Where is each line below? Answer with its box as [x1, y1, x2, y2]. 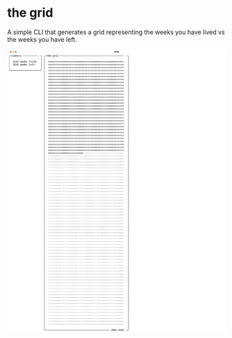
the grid [7, 5, 53, 21]
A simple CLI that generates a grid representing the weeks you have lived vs [7, 28, 225, 36]
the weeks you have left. [7, 35, 78, 43]
